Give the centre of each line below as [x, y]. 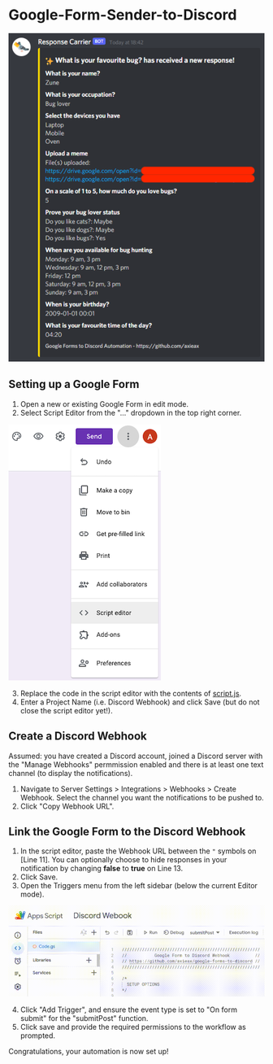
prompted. [37, 1036]
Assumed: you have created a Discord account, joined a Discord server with [136, 756]
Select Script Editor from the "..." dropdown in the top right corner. [131, 412]
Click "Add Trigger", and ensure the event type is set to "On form [129, 1009]
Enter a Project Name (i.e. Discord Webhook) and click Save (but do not [140, 702]
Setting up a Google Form [74, 384]
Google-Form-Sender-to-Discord [123, 15]
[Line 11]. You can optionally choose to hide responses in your [123, 860]
